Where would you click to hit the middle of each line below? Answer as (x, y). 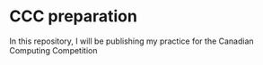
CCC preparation (73, 16)
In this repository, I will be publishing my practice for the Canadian (131, 41)
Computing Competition (53, 50)
